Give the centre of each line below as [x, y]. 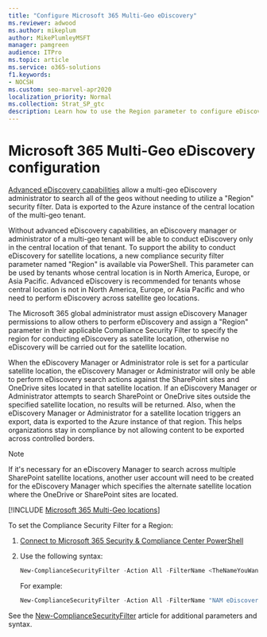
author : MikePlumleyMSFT [49, 38]
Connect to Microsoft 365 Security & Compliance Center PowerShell [132, 540]
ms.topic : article [39, 60]
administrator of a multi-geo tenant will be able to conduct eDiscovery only [131, 238]
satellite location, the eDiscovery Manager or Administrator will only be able [132, 371]
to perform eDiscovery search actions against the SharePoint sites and [124, 379]
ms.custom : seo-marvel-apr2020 [60, 89]
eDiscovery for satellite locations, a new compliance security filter [116, 256]
